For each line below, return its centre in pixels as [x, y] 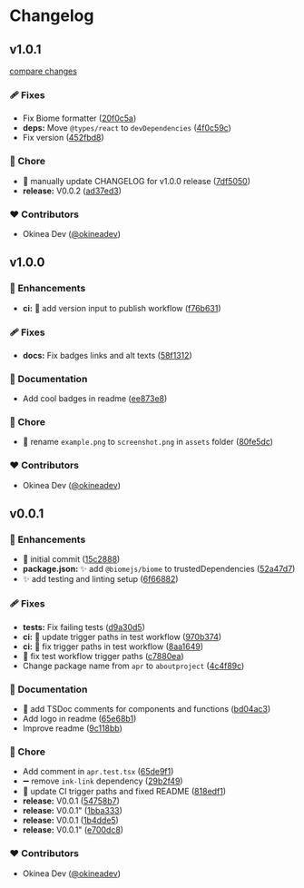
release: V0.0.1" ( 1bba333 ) [72, 811]
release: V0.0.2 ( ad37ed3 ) [72, 191]
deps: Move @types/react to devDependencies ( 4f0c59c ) [127, 128]
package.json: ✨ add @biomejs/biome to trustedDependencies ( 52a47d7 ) [159, 569]
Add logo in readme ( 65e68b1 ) [79, 719]
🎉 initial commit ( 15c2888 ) [71, 559]
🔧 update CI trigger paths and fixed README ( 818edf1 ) [124, 792]
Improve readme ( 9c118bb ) [72, 728]
